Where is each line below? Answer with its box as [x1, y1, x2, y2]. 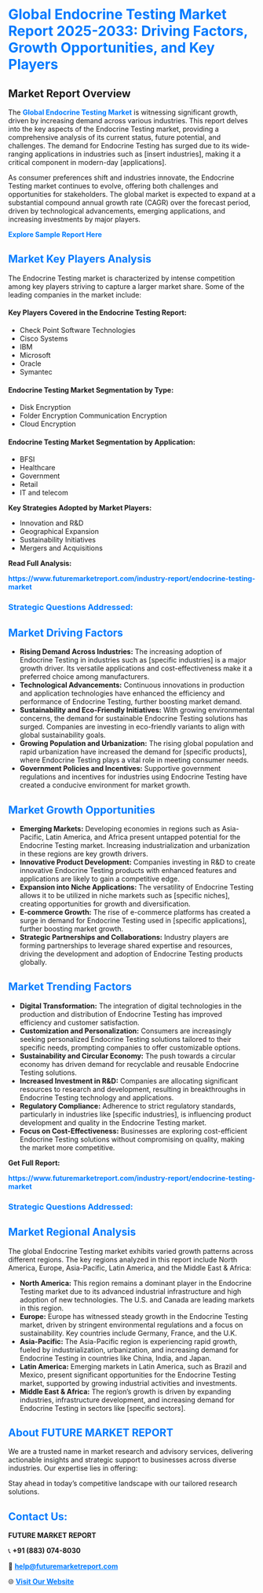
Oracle [19, 359, 42, 368]
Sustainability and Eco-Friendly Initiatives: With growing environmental [19, 705, 255, 715]
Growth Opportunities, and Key [8, 39, 215, 57]
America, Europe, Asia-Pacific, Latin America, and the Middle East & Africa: [8, 1262, 252, 1273]
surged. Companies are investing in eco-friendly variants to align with [19, 722, 245, 732]
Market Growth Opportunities [8, 803, 155, 817]
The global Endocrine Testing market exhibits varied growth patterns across [8, 1246, 254, 1255]
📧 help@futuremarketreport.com [8, 1562, 119, 1571]
